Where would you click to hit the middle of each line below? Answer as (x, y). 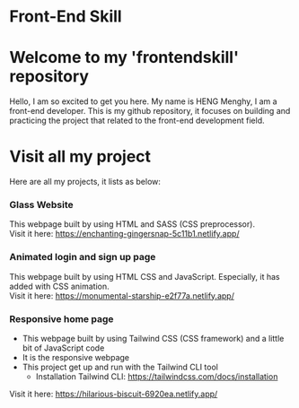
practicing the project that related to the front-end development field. (137, 121)
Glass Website (41, 204)
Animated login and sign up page (83, 257)
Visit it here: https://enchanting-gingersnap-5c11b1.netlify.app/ (124, 234)
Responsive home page (62, 318)
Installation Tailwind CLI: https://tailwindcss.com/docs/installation (157, 376)
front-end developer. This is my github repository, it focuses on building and (150, 111)
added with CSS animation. (59, 286)
